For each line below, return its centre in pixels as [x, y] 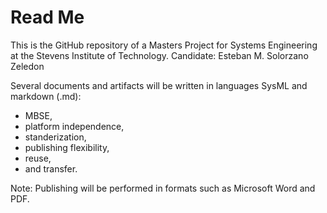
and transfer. [51, 168]
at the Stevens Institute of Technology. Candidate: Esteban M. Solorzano [159, 55]
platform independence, [74, 126]
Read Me [47, 17]
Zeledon [27, 66]
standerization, [55, 137]
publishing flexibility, [67, 147]
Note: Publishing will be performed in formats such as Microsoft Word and [163, 188]
